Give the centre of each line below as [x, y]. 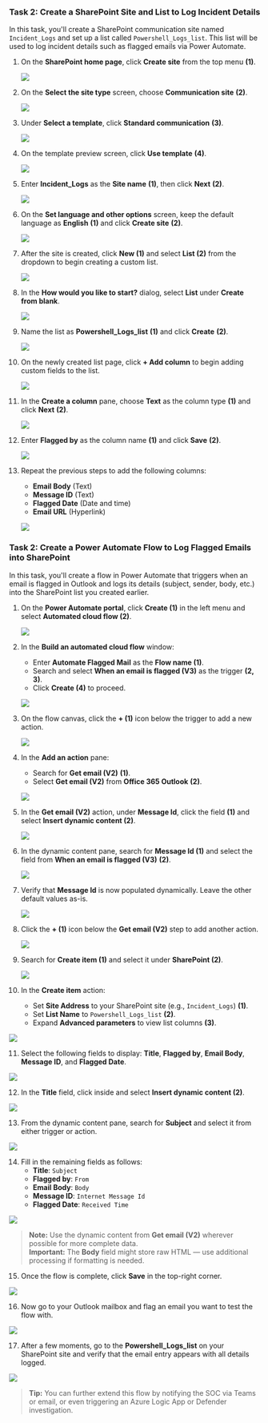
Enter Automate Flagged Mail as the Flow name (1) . [118, 662]
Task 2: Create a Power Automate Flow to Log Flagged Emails [130, 548]
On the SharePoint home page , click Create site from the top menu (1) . [138, 62]
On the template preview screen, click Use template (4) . [114, 154]
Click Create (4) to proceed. [79, 688]
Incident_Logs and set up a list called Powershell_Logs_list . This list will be [134, 38]
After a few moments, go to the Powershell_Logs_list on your [122, 1345]
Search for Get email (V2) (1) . [82, 773]
